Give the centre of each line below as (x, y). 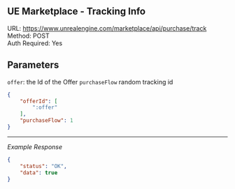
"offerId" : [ (39, 101)
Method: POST (29, 36)
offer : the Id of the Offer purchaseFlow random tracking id (90, 82)
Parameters (33, 65)
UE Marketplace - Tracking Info (76, 12)
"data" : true (39, 173)
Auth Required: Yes (35, 43)
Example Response (35, 146)
